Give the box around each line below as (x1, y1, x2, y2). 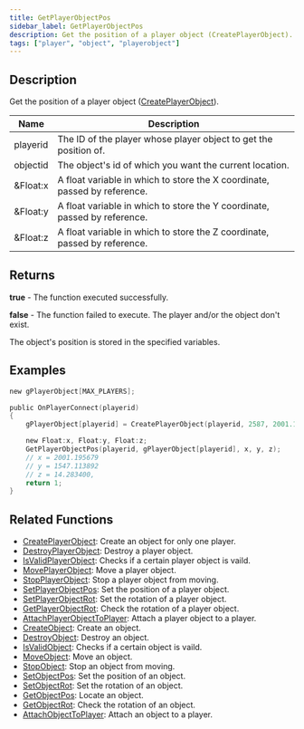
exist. (9, 319, 30, 330)
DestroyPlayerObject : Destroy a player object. (22, 545, 194, 557)
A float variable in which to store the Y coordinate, (57, 200, 270, 213)
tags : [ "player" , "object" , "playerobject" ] (9, 38, 180, 48)
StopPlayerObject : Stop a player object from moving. (22, 574, 219, 585)
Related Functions (9, 512, 114, 527)
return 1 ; (25, 478, 63, 487)
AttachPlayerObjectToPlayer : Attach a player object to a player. (22, 613, 257, 624)
